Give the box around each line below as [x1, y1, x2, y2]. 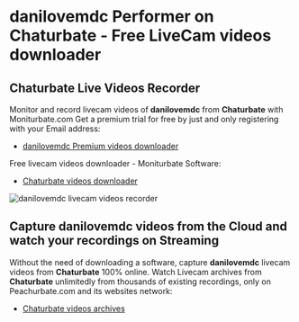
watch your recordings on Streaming [9, 233, 219, 248]
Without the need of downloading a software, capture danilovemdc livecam [9, 256, 291, 267]
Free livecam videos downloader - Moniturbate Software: [9, 158, 222, 168]
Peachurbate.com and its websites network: [9, 285, 173, 296]
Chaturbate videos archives [22, 303, 126, 314]
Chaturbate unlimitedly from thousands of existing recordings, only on [9, 276, 272, 287]
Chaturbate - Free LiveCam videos [9, 25, 272, 46]
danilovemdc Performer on [9, 6, 214, 27]
